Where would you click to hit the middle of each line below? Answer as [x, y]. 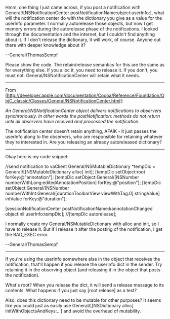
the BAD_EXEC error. [27, 235]
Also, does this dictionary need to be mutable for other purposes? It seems [83, 300]
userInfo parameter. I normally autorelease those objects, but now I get [79, 23]
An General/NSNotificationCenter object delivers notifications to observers [83, 111]
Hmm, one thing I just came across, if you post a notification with [73, 7]
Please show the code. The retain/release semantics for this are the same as [85, 65]
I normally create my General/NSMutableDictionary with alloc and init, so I [82, 224]
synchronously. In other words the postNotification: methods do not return [83, 116]
